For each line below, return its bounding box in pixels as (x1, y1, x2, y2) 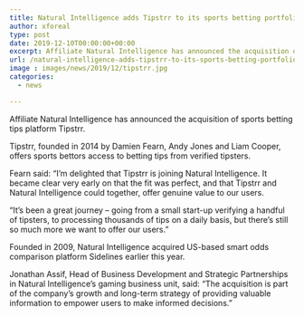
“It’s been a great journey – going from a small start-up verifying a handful (9, 205, 285, 216)
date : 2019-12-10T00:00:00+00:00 (9, 38, 136, 48)
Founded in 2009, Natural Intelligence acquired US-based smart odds (9, 241, 270, 252)
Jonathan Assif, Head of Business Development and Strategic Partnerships (9, 268, 289, 279)
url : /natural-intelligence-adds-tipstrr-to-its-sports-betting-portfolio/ (9, 55, 301, 64)
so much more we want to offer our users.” (9, 224, 169, 235)
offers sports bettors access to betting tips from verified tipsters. (9, 150, 252, 161)
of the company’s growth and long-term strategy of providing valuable (9, 287, 271, 299)
